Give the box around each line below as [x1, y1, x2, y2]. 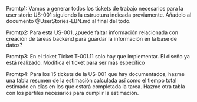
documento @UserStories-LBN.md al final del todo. [6, 18, 131, 24]
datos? [6, 41, 22, 48]
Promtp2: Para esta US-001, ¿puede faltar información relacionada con [6, 29, 179, 36]
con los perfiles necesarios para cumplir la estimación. [6, 90, 139, 96]
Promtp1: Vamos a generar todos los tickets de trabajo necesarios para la [6, 5, 184, 12]
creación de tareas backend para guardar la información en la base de [6, 35, 177, 42]
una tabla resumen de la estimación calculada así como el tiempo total [6, 77, 177, 84]
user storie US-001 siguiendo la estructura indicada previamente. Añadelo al [6, 11, 192, 18]
